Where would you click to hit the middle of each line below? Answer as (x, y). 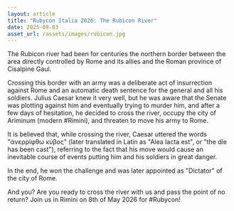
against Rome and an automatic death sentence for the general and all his (115, 90)
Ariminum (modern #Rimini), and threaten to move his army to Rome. (108, 121)
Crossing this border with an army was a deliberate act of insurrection (110, 83)
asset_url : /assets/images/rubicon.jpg (67, 34)
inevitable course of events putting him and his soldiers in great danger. (112, 157)
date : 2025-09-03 (33, 27)
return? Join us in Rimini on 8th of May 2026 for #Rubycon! (94, 200)
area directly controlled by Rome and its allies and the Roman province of (115, 62)
